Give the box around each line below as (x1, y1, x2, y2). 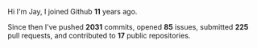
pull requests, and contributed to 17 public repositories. (7, 31, 191, 40)
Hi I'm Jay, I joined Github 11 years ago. (7, 7, 138, 16)
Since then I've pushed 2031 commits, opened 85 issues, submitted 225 (7, 22, 249, 31)
